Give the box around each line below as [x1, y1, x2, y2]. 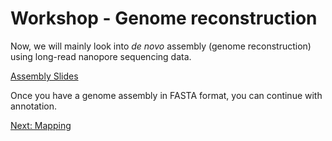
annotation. [10, 100, 57, 112]
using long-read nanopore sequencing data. [10, 50, 192, 62]
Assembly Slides [10, 70, 79, 82]
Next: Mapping [10, 119, 72, 131]
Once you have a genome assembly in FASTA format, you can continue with [10, 89, 323, 101]
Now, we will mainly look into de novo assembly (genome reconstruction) [10, 40, 312, 52]
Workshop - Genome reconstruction [10, 7, 318, 30]
